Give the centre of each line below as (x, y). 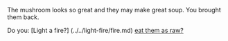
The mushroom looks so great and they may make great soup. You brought (114, 10)
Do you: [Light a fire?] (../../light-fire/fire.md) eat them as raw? (95, 30)
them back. (23, 17)
